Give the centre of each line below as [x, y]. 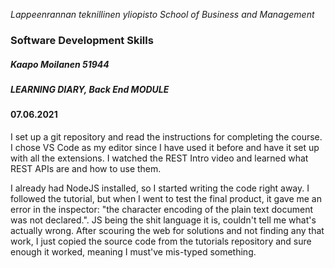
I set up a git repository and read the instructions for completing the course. [166, 136]
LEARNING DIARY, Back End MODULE [90, 89]
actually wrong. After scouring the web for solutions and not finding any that [167, 230]
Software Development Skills [82, 40]
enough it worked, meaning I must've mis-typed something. [133, 251]
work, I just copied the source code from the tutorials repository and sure [161, 241]
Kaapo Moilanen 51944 [60, 64]
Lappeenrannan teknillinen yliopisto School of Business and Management [162, 14]
